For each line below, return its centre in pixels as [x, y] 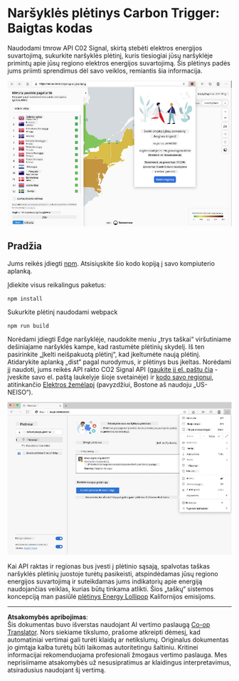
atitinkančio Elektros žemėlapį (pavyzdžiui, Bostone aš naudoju [100, 384]
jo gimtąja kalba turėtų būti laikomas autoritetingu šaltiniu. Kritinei [103, 647]
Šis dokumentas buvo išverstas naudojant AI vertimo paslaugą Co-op [109, 624]
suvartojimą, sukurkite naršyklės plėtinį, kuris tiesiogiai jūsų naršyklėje [110, 56]
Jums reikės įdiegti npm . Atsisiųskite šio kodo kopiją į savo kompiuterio [111, 263]
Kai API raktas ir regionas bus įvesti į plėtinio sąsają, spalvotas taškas [109, 566]
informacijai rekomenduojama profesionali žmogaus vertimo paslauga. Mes [117, 655]
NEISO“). [20, 392]
